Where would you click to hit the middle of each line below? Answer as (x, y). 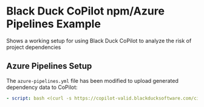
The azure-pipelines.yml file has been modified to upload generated (93, 80)
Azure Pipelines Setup (49, 66)
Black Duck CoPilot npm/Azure (86, 11)
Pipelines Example (54, 24)
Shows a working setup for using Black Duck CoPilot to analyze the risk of (99, 41)
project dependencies (34, 47)
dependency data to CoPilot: (42, 87)
